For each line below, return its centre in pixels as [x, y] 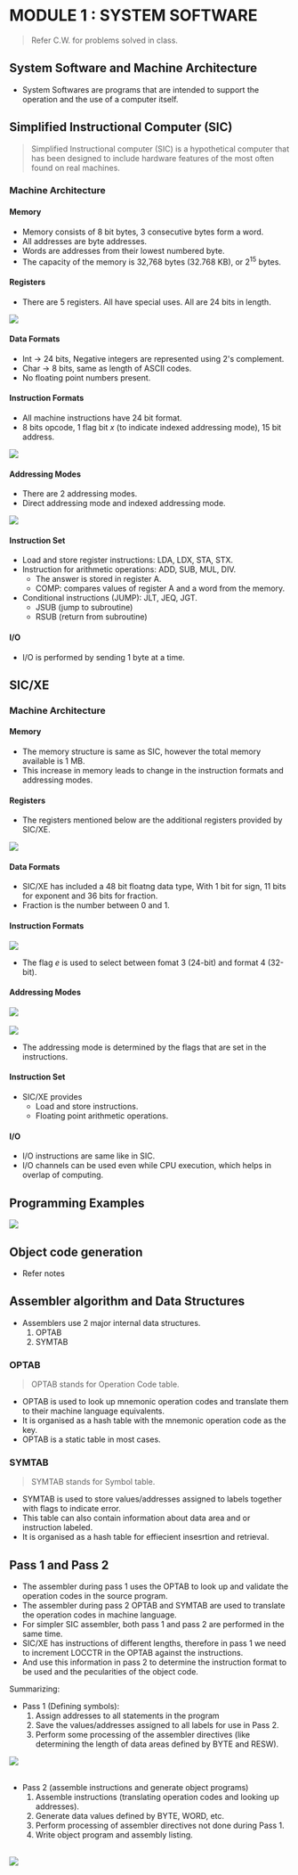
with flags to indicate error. [72, 1509]
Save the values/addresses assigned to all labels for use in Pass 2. [157, 1725]
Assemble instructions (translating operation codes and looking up [157, 1797]
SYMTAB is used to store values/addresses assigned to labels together [152, 1499]
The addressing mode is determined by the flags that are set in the [144, 1047]
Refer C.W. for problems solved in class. [104, 40]
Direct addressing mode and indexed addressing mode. [124, 504]
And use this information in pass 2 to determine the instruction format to [154, 1662]
